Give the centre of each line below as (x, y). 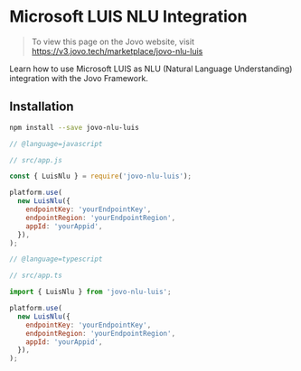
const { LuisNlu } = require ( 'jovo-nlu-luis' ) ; (101, 176)
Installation (42, 107)
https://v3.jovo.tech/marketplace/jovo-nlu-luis (117, 51)
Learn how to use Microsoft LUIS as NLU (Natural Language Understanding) (151, 69)
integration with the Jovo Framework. (79, 78)
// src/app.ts (36, 276)
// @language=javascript (56, 144)
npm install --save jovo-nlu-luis (75, 127)
